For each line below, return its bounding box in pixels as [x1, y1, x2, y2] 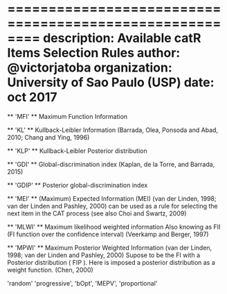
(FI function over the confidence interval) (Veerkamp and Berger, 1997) [7, 230, 209, 238]
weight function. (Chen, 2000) [7, 266, 93, 274]
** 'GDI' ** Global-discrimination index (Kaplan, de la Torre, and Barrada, [7, 160, 215, 168]
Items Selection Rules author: [7, 45, 181, 61]
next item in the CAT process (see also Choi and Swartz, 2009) [7, 209, 187, 218]
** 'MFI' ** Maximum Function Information [7, 112, 128, 120]
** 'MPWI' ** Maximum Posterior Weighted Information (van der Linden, [7, 243, 212, 252]
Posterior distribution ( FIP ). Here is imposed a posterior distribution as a [7, 258, 216, 266]
